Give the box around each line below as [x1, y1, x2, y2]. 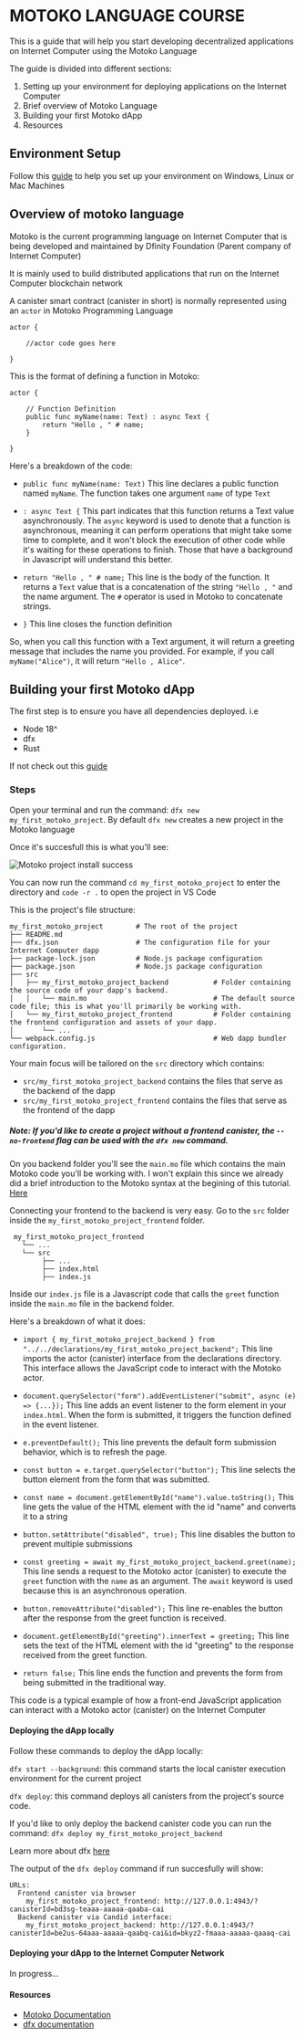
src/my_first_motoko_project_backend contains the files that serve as [22, 1075, 284, 1087]
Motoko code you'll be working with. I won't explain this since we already [9, 1168, 284, 1179]
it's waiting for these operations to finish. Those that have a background [22, 544, 293, 555]
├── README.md [9, 930, 64, 939]
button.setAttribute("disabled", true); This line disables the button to [22, 1528, 296, 1539]
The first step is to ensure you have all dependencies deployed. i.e [9, 706, 259, 717]
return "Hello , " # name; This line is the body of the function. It [22, 572, 270, 583]
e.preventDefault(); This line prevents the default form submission [22, 1436, 277, 1447]
